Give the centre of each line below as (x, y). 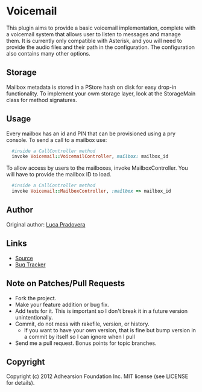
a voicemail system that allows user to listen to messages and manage (93, 34)
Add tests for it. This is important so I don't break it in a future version (101, 311)
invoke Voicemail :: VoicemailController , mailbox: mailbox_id (90, 156)
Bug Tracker (30, 265)
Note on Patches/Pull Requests (66, 284)
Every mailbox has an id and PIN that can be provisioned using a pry (91, 133)
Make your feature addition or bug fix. (62, 304)
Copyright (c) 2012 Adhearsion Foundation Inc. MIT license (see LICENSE (97, 376)
